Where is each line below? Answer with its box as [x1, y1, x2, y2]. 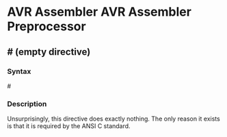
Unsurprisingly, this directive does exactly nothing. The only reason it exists [7, 114, 220, 123]
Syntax [7, 66, 31, 76]
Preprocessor [7, 18, 87, 34]
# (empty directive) [7, 46, 91, 58]
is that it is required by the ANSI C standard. [7, 122, 131, 130]
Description [7, 99, 47, 108]
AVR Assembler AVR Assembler [7, 4, 191, 20]
